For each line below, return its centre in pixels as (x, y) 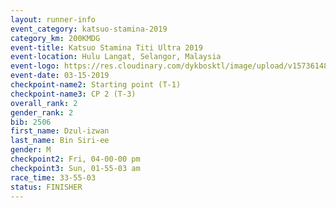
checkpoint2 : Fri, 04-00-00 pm (75, 159)
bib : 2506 (31, 122)
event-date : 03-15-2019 (60, 76)
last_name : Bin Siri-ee (60, 141)
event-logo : (35, 66)
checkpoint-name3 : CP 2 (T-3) (73, 94)
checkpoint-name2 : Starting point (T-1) (96, 85)
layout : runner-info (53, 19)
